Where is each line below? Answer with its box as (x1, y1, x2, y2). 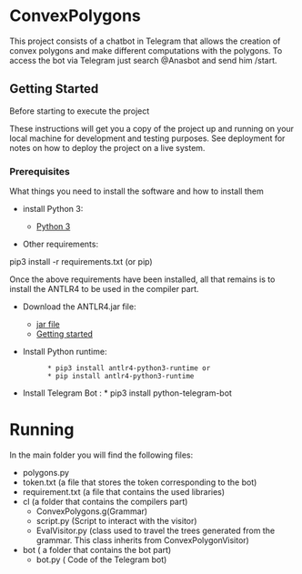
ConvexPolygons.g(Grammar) (35, 506, 148, 517)
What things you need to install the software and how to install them (9, 186, 264, 196)
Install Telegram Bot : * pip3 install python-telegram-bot (22, 388, 232, 398)
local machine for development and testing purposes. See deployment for (9, 133, 286, 144)
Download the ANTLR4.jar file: (22, 301, 136, 312)
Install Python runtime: (22, 347, 107, 357)
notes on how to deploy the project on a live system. (9, 142, 206, 153)
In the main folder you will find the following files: (9, 449, 194, 460)
